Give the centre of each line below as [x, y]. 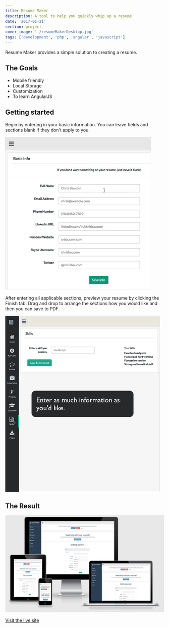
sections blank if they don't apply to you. [47, 130]
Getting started [30, 112]
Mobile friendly [28, 80]
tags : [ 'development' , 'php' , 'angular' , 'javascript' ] [65, 37]
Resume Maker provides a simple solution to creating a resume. [71, 52]
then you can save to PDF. [33, 309]
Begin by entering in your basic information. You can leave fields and [77, 124]
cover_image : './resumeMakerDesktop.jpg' [49, 32]
